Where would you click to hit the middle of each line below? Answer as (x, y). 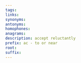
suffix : (13, 52)
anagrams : (16, 34)
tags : (11, 10)
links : (12, 15)
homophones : (18, 29)
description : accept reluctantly (40, 39)
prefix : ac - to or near (31, 43)
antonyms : (16, 24)
